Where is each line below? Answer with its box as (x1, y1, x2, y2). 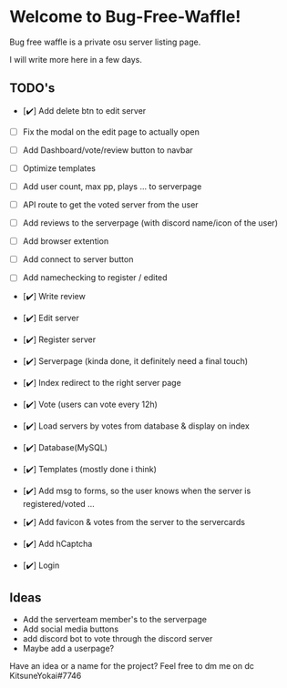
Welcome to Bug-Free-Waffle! (9, 6, 241, 27)
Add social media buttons (22, 623, 119, 634)
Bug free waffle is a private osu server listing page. (9, 36, 201, 47)
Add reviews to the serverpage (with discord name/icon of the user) (22, 218, 278, 228)
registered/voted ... (22, 499, 95, 510)
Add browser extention (22, 236, 109, 247)
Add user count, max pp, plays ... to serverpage (22, 180, 202, 192)
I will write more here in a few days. (9, 54, 143, 65)
